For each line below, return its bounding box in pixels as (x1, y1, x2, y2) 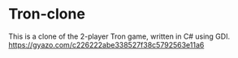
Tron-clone (8, 5, 85, 23)
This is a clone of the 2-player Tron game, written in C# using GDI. (8, 31, 230, 41)
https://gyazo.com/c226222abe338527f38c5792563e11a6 (8, 39, 205, 49)
